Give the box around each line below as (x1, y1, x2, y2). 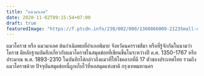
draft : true (6, 20, 36, 26)
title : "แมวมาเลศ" (6, 8, 49, 15)
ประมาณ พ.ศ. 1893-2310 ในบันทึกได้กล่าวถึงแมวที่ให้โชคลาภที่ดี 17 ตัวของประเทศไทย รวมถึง (6, 55, 197, 63)
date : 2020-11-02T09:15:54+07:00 (6, 14, 91, 21)
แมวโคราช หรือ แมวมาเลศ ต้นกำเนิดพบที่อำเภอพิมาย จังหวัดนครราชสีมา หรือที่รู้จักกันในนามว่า (6, 42, 192, 49)
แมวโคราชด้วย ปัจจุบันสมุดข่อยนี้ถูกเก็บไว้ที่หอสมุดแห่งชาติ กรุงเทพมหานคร (6, 63, 154, 70)
